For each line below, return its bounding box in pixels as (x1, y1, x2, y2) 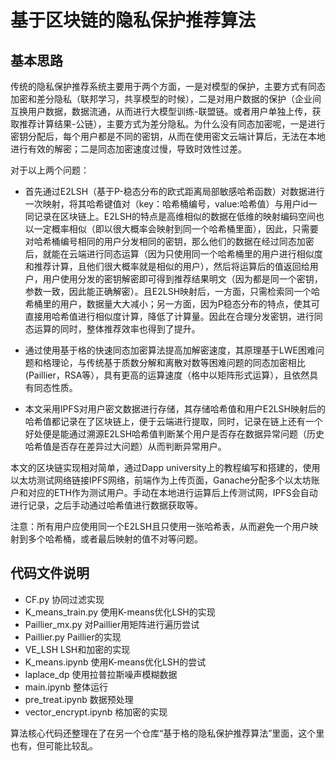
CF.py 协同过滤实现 (24, 593, 105, 605)
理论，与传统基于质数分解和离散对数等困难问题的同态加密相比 (51, 357, 306, 368)
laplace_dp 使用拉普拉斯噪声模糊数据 (24, 668, 178, 680)
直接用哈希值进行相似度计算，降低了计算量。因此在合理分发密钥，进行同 (24, 311, 323, 322)
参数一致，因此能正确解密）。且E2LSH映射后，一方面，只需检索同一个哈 (24, 286, 321, 297)
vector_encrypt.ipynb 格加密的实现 (24, 706, 168, 718)
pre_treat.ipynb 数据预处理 (24, 693, 134, 705)
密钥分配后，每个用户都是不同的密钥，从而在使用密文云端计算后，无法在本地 (10, 131, 326, 142)
